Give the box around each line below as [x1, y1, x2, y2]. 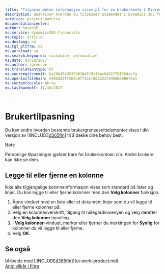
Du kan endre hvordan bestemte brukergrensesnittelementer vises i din [5, 127, 149, 133]
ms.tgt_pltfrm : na [5, 44, 43, 49]
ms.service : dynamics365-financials [5, 30, 80, 35]
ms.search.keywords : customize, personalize [5, 53, 98, 58]
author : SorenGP [5, 26, 38, 31]
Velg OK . [12, 231, 30, 236]
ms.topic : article [5, 35, 43, 40]
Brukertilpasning [5, 111, 75, 122]
